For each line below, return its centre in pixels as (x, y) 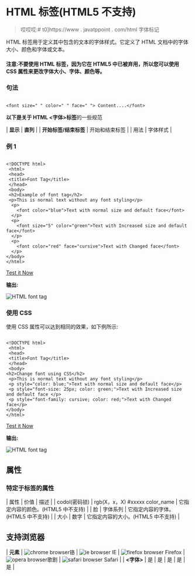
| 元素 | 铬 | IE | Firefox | (96, 552)
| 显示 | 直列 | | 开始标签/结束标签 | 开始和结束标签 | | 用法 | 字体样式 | (89, 129)
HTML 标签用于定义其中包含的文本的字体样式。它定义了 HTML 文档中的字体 (97, 42)
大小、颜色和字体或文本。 (37, 49)
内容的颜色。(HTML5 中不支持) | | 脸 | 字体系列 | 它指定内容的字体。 (93, 510)
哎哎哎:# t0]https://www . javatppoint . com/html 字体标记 (90, 29)
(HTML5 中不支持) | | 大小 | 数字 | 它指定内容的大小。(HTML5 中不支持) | (93, 517)
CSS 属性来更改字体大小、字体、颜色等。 (56, 71)
